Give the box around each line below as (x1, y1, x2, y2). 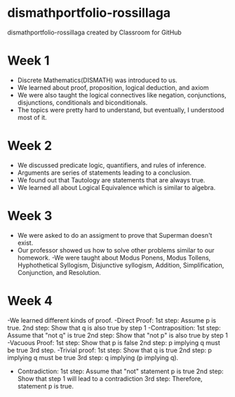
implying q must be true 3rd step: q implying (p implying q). (7, 353, 179, 362)
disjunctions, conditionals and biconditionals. (17, 98, 148, 107)
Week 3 (7, 208, 53, 224)
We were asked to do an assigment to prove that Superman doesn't (17, 231, 213, 239)
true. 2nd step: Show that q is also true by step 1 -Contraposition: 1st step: (7, 323, 221, 332)
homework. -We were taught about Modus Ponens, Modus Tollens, (17, 253, 211, 262)
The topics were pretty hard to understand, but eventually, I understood (17, 105, 224, 114)
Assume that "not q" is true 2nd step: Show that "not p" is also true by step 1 (7, 331, 228, 339)
